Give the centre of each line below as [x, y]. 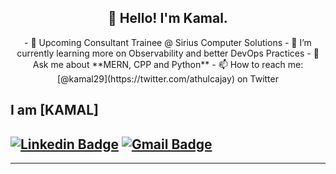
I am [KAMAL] [54, 110]
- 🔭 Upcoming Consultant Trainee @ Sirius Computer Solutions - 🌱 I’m [168, 42]
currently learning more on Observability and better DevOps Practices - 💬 [168, 53]
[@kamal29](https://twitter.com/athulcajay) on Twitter [167, 78]
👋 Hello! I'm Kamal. [168, 18]
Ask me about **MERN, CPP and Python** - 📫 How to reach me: [168, 64]
